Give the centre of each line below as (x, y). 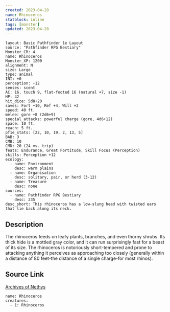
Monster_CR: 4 (20, 52)
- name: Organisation (33, 173)
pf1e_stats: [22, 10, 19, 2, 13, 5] (44, 133)
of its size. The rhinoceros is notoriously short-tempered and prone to (79, 247)
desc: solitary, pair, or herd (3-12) (56, 177)
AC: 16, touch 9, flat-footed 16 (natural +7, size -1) (66, 93)
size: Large (18, 70)
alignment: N (19, 65)
